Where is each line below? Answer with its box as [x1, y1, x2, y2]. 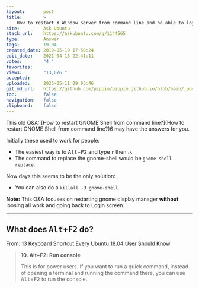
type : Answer [6, 36, 60, 42]
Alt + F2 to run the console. [20, 276, 88, 283]
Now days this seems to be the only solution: [6, 172, 115, 179]
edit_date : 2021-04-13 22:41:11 [6, 53, 94, 59]
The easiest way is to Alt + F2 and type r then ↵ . [14, 148, 133, 155]
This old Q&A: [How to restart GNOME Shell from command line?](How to [6, 119, 185, 126]
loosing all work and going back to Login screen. [6, 201, 125, 208]
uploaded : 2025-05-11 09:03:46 [6, 81, 94, 87]
